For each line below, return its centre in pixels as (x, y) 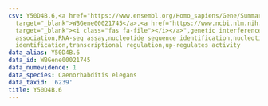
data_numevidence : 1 (43, 68)
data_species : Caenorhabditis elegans (73, 75)
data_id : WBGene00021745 (49, 61)
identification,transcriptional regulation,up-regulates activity (128, 45)
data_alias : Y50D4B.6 (44, 53)
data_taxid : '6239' (41, 82)
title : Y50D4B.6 (35, 90)
